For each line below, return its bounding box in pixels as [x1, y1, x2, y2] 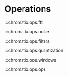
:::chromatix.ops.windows [4, 57, 57, 62]
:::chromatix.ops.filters [4, 38, 50, 44]
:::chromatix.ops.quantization [4, 47, 64, 53]
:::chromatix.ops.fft [4, 19, 43, 25]
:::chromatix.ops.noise [4, 29, 49, 34]
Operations [4, 3, 51, 15]
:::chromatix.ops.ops [4, 66, 46, 72]
